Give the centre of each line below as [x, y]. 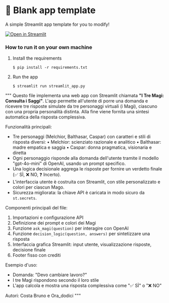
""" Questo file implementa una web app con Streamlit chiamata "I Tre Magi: [85, 96]
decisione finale [29, 250]
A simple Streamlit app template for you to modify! [58, 24]
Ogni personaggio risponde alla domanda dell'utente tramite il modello [86, 158]
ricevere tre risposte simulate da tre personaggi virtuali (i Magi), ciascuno [81, 106]
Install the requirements [37, 58]
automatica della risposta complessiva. [46, 117]
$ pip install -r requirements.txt [50, 68]
